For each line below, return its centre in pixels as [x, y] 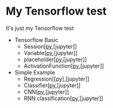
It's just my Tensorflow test [40, 28]
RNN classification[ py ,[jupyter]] [63, 98]
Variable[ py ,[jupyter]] [50, 52]
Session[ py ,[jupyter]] [50, 46]
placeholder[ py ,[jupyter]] [55, 59]
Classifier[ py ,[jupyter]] [52, 85]
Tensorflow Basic [36, 40]
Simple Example [35, 72]
